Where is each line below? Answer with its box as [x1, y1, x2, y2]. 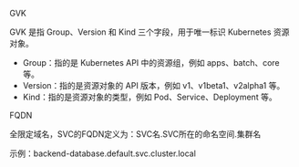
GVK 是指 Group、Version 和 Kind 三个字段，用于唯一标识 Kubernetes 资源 [9, 26, 290, 37]
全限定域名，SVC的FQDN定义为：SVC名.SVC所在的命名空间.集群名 [9, 129, 262, 140]
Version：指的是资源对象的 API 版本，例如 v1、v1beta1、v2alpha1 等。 [22, 80, 285, 90]
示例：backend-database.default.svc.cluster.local [9, 148, 196, 159]
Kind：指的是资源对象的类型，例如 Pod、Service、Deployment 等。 [22, 91, 277, 102]
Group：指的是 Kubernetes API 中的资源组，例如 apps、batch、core [22, 57, 280, 68]
